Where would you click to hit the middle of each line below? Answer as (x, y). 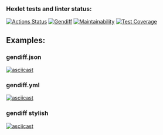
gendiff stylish (27, 113)
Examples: (26, 40)
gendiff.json (24, 57)
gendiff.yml (23, 85)
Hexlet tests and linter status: (49, 9)
